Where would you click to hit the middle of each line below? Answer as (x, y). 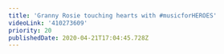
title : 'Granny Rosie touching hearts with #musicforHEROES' (113, 15)
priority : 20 (30, 30)
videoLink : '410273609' (48, 23)
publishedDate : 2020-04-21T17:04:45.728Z (79, 38)
